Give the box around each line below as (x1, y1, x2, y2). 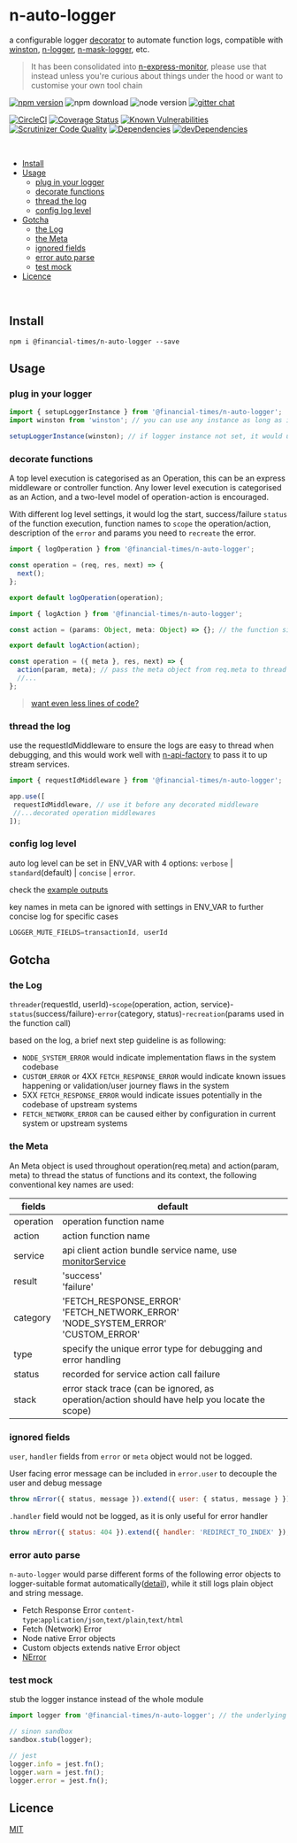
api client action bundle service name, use (61, 1244, 237, 1256)
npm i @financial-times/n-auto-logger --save (9, 337, 179, 346)
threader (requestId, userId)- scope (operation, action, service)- (9, 999, 234, 1010)
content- (103, 1607, 135, 1616)
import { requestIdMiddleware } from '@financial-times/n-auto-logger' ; (9, 776, 283, 785)
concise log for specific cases (9, 911, 119, 921)
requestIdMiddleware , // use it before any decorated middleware (12, 800, 259, 809)
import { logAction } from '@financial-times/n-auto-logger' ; (9, 609, 243, 618)
